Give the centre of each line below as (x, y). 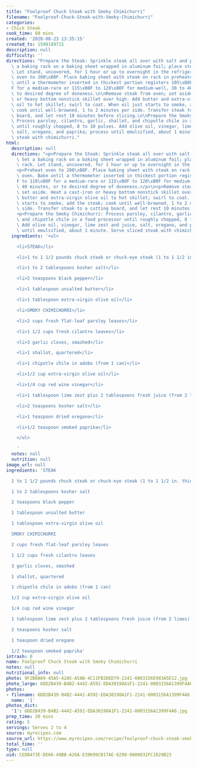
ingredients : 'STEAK (31, 470)
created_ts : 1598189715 (35, 45)
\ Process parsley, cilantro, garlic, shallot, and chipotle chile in (99, 121)
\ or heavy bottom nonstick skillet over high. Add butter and (90, 99)
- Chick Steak (23, 28)
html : (13, 143)
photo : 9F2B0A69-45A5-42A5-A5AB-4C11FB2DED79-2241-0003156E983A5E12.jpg (97, 678)
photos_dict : (22, 706)
